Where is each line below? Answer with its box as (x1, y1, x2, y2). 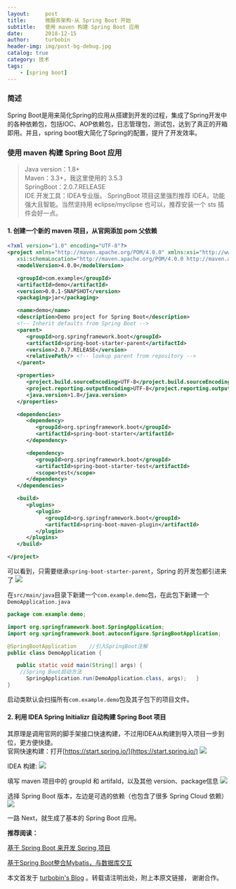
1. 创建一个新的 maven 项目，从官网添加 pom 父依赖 (7, 226, 157, 235)
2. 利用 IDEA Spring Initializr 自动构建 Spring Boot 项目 (7, 713, 166, 721)
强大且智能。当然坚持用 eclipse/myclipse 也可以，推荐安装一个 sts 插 (24, 200, 225, 209)
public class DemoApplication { (7, 649, 102, 656)
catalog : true (7, 50, 49, 57)
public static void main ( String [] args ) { (16, 662, 143, 669)
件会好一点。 (24, 209, 62, 218)
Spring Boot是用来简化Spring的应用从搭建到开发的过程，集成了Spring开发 (7, 110, 221, 119)
